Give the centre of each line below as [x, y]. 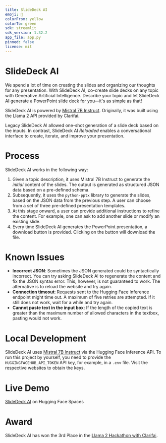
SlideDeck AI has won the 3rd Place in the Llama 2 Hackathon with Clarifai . [82, 436]
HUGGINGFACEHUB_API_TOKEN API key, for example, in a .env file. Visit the [77, 363]
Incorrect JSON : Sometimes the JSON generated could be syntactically [86, 271]
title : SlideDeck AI [27, 10]
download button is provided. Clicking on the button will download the [84, 232]
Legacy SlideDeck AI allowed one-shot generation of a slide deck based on [82, 125]
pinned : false [20, 42]
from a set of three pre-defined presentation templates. [69, 205]
